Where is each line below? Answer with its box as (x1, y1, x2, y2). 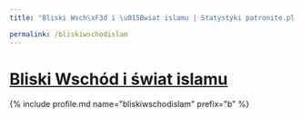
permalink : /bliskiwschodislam (9, 29, 128, 39)
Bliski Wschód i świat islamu (9, 69, 228, 89)
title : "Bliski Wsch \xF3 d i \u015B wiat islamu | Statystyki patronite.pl (9, 13, 296, 23)
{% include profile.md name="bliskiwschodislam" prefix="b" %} (9, 99, 250, 110)
